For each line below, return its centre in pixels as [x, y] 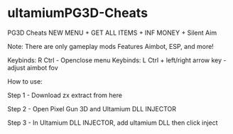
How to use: [25, 81]
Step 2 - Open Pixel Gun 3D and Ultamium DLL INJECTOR [92, 108]
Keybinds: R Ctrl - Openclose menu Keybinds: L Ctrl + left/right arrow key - [117, 60]
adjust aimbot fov [33, 67]
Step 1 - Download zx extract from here [65, 95]
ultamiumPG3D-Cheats [77, 13]
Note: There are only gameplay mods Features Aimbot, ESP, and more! [111, 46]
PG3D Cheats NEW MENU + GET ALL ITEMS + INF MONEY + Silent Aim [112, 33]
